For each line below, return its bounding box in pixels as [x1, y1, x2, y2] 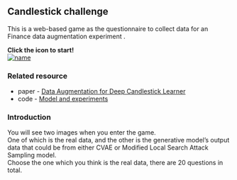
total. [7, 166, 23, 174]
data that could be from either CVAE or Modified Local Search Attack [7, 143, 209, 152]
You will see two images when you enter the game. [7, 128, 156, 137]
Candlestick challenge [7, 6, 109, 18]
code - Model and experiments [17, 95, 109, 103]
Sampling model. [7, 151, 57, 159]
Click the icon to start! [7, 45, 75, 54]
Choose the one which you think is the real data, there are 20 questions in [7, 159, 224, 167]
